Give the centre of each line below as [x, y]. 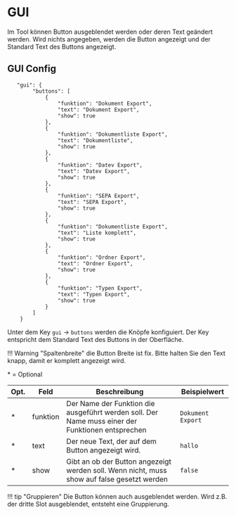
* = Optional [25, 374]
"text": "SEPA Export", [92, 202]
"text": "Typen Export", [94, 294]
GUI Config [32, 69]
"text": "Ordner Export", [95, 263]
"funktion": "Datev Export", [100, 165]
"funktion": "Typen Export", [100, 288]
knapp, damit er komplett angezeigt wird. [67, 360]
